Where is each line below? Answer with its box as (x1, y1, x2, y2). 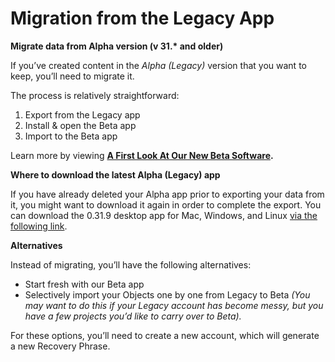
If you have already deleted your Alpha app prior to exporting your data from (10, 188, 325, 200)
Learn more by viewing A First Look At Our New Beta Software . (10, 149, 274, 161)
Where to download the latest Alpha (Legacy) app (10, 168, 221, 181)
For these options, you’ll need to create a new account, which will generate (10, 329, 320, 341)
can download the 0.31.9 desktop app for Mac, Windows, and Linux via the (10, 209, 318, 221)
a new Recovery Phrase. (10, 340, 111, 352)
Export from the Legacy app (24, 108, 141, 121)
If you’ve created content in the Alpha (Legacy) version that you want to (10, 59, 307, 71)
